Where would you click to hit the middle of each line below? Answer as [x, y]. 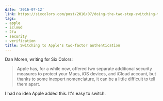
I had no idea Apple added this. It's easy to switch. [55, 93]
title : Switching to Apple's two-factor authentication [63, 45]
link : [10, 14]
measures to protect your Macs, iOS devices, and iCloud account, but [86, 73]
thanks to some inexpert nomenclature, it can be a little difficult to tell [86, 79]
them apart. [28, 84]
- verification [20, 41]
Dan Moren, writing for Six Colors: [39, 59]
